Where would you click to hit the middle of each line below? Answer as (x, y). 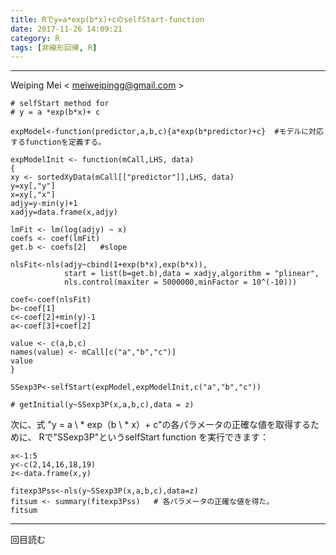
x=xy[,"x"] (33, 195)
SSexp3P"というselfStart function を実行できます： (163, 437)
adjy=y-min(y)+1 (44, 204)
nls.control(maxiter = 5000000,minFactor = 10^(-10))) (180, 282)
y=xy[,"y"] (33, 186)
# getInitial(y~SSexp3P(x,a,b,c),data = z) (102, 405)
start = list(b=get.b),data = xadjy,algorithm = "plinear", (191, 274)
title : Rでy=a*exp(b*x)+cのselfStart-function (107, 19)
